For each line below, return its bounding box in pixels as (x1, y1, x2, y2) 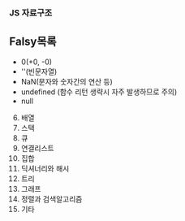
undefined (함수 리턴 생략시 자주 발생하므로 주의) (20, 87, 178, 97)
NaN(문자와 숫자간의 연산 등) (20, 76, 113, 86)
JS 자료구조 (9, 6, 53, 18)
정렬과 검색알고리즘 (20, 193, 83, 204)
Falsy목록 (9, 35, 57, 49)
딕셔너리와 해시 (20, 163, 70, 173)
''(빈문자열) (20, 67, 58, 76)
